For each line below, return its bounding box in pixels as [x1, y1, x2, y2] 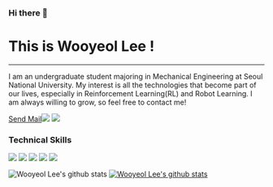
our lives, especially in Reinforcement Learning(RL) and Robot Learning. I [8, 88, 253, 98]
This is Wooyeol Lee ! [8, 37, 155, 56]
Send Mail [8, 113, 42, 124]
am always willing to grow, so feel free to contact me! [8, 97, 187, 107]
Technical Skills [8, 134, 72, 145]
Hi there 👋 [8, 7, 49, 19]
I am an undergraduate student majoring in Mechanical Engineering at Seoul [8, 71, 263, 81]
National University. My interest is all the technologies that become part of [8, 80, 258, 90]
